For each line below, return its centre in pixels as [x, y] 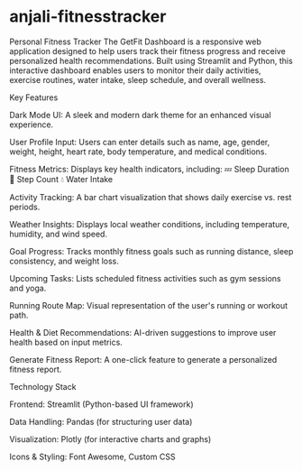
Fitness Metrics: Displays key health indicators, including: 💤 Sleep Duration [150, 169]
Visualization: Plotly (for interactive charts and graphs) [110, 439]
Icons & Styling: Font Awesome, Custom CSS [92, 457]
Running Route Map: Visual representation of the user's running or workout [149, 305]
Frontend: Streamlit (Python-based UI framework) [101, 404]
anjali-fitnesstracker [88, 17]
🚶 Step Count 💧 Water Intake [61, 179]
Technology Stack [43, 386]
